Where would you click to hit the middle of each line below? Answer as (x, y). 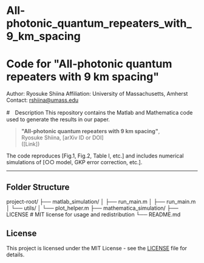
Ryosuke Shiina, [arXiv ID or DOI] (63, 138)
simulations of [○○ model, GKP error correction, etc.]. (74, 162)
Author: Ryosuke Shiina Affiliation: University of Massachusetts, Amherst (97, 94)
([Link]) (30, 144)
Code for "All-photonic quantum (89, 64)
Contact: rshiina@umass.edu (42, 100)
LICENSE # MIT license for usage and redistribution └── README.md (93, 214)
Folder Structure (38, 187)
